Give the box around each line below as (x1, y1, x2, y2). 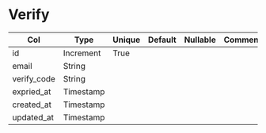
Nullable (184, 34, 216, 45)
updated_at (12, 112, 54, 123)
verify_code (12, 73, 55, 84)
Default (147, 34, 177, 45)
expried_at (12, 85, 51, 97)
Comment (223, 34, 262, 45)
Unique (112, 34, 141, 45)
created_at (12, 99, 52, 110)
